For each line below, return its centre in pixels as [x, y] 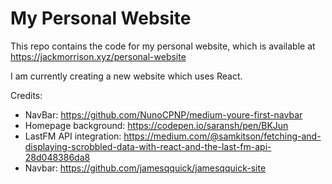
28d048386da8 [57, 157]
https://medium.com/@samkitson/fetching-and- [222, 136]
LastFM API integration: [73, 136]
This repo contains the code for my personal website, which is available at [163, 46]
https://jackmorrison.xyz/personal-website [98, 56]
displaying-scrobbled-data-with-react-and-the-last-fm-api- [148, 146]
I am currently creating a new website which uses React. [126, 76]
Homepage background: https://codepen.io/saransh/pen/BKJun [156, 125]
